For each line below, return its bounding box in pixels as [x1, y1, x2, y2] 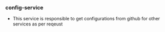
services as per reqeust [12, 21, 63, 27]
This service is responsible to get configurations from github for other [12, 16, 160, 22]
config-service [5, 4, 44, 11]
